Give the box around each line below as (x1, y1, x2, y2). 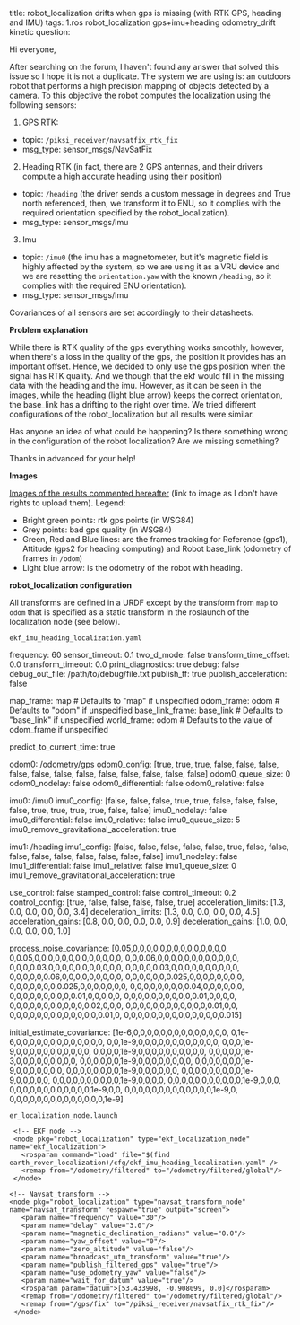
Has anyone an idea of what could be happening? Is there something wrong (9, 426, 289, 436)
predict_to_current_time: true (9, 741, 116, 752)
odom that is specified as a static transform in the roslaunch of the (9, 607, 250, 618)
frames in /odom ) (21, 553, 83, 564)
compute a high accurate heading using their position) (21, 171, 223, 181)
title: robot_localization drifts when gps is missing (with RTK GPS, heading (9, 8, 282, 18)
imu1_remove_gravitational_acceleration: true (9, 870, 176, 881)
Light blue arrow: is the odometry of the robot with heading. (21, 563, 244, 573)
